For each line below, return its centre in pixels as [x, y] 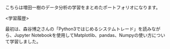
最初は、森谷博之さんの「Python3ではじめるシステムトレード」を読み [78, 29]
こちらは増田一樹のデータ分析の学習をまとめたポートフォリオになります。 [83, 7]
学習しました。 [25, 41]
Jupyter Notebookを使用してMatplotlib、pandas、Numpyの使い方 [83, 35]
